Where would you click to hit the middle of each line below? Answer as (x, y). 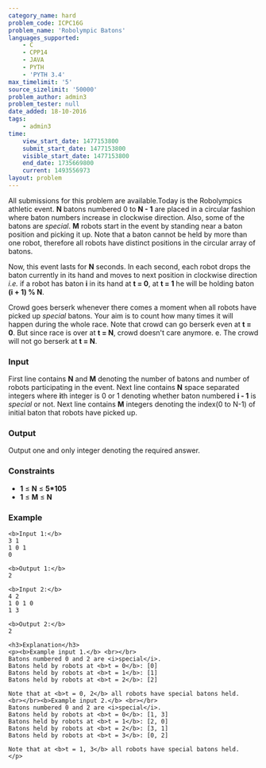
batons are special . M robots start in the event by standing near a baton (125, 226)
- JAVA (33, 60)
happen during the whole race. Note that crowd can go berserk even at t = (130, 324)
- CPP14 (35, 52)
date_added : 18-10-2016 (48, 112)
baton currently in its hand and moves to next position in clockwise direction (133, 275)
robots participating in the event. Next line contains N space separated (124, 388)
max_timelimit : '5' (40, 82)
